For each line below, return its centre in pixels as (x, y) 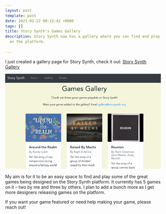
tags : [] (14, 26)
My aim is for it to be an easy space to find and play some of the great (77, 177)
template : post (21, 16)
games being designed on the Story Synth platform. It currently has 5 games (83, 182)
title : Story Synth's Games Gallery (43, 31)
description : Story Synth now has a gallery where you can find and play (83, 37)
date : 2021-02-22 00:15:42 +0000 (40, 21)
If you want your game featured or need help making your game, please (78, 202)
